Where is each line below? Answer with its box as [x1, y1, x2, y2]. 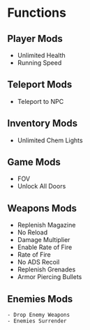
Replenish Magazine [17, 221, 76, 230]
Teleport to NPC [17, 97, 64, 105]
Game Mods [7, 156, 61, 168]
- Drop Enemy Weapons [7, 312, 70, 319]
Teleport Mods [7, 79, 73, 91]
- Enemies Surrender [7, 317, 68, 325]
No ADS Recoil [17, 258, 60, 267]
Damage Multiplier [17, 236, 70, 244]
